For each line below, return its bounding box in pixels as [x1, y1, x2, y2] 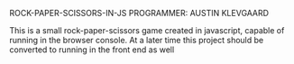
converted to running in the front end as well [9, 44, 175, 55]
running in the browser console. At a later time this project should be [9, 35, 264, 45]
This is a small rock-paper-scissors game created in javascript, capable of [9, 25, 285, 35]
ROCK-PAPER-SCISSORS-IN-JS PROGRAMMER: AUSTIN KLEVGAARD [9, 8, 269, 18]
